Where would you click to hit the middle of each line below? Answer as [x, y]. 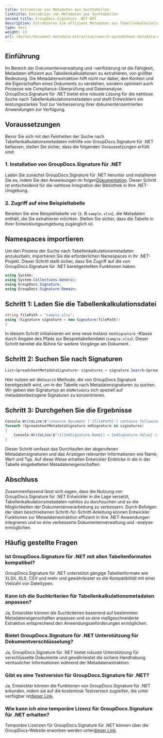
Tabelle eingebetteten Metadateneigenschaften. [53, 464]
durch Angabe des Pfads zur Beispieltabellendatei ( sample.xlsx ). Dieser [77, 339]
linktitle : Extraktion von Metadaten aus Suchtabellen [62, 14]
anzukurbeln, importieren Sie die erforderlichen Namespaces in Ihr [72, 256]
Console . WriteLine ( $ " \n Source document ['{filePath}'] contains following [82, 421]
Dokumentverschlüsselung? [39, 642]
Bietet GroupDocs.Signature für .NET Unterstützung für [72, 635]
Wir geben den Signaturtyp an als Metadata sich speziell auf [64, 390]
